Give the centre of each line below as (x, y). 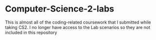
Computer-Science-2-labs (60, 9)
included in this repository (31, 32)
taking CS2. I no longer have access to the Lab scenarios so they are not (78, 27)
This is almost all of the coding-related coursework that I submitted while (78, 22)
